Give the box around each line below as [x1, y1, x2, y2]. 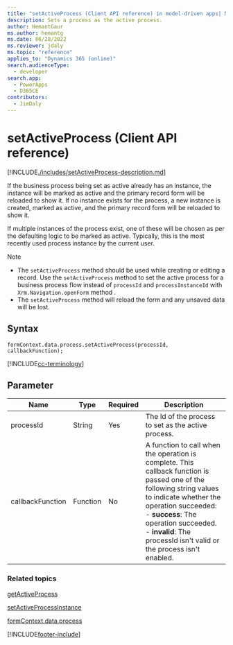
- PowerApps [13, 81, 49, 88]
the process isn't [145, 544, 200, 554]
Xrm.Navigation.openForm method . [17, 288, 116, 296]
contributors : [7, 94, 49, 101]
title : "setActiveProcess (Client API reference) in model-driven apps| [7, 10, 222, 17]
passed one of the [145, 475, 205, 485]
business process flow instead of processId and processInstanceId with [17, 280, 223, 289]
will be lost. [17, 302, 50, 311]
